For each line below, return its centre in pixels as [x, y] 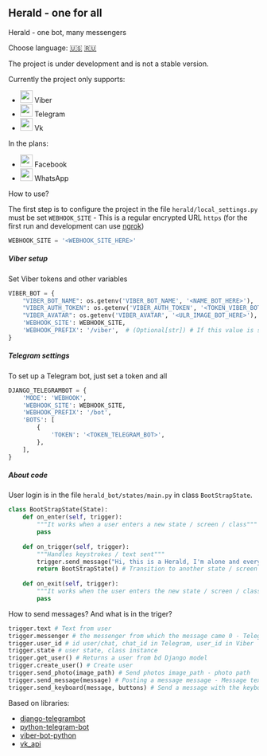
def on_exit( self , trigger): [71, 584]
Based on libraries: [39, 703]
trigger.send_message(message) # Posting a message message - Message [128, 680]
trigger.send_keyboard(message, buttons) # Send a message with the [124, 687]
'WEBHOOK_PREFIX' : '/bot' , [67, 413]
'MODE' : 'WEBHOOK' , [55, 398]
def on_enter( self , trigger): [73, 517]
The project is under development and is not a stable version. [108, 64]
